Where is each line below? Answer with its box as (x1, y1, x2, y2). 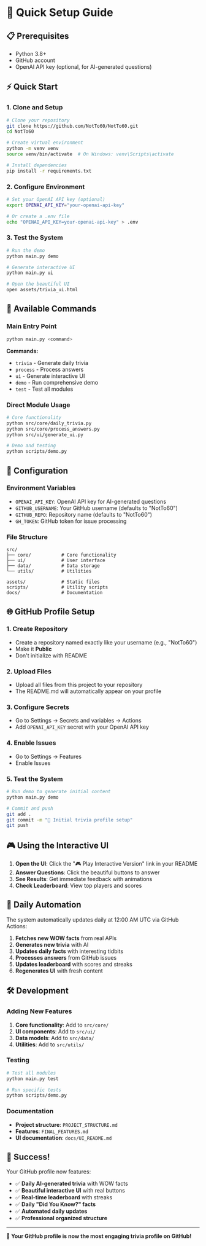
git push (6, 823, 29, 829)
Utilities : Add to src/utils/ (15, 1041, 85, 1048)
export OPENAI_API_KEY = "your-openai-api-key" (6, 202, 124, 208)
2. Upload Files (6, 667, 52, 675)
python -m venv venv (6, 146, 59, 152)
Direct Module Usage (6, 401, 71, 409)
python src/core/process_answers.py (6, 426, 100, 432)
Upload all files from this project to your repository (15, 681, 143, 689)
